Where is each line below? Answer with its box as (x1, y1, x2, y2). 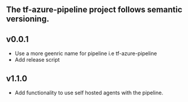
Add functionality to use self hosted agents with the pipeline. (14, 89, 164, 97)
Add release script (14, 56, 60, 63)
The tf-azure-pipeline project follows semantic (6, 5, 183, 15)
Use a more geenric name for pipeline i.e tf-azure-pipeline (14, 50, 157, 57)
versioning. (6, 14, 49, 24)
